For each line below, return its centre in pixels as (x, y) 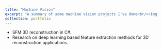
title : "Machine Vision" (30, 9)
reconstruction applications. (40, 43)
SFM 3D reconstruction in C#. (42, 33)
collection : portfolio (28, 18)
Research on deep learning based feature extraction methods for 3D (80, 37)
